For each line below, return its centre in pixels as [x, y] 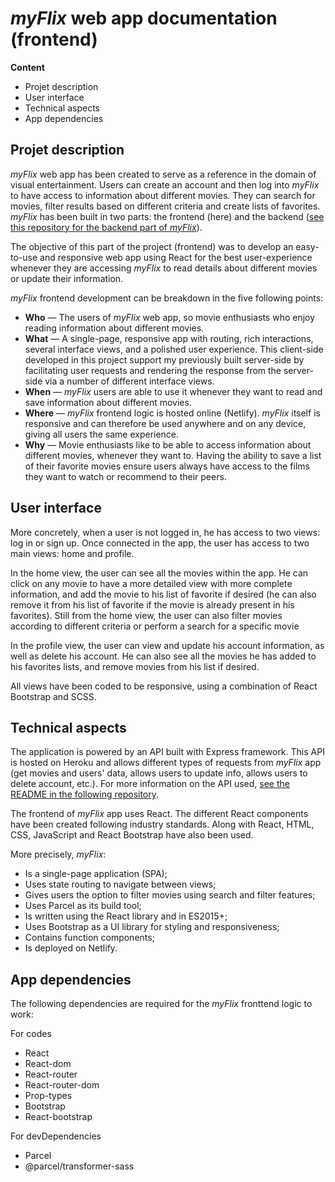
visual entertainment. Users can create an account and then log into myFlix [165, 184]
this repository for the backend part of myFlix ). [106, 227]
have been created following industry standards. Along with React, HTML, [162, 824]
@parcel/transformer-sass [79, 1166]
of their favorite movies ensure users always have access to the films [167, 466]
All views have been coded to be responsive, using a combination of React [164, 686]
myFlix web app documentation [144, 18]
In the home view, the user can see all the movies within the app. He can [159, 573]
